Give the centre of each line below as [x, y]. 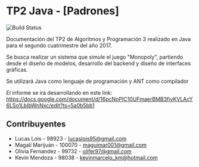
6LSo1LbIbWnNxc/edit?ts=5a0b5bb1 [51, 105]
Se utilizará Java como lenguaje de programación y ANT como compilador [97, 81]
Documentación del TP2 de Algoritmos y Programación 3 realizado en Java [99, 39]
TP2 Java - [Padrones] [63, 11]
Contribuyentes [36, 124]
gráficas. [17, 69]
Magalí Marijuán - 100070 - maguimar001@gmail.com [81, 145]
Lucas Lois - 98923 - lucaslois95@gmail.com [71, 138]
